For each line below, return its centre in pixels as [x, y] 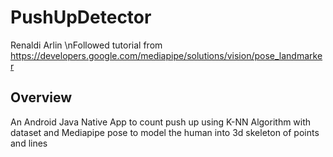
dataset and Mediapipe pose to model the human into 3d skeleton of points [165, 132]
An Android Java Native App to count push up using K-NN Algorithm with [161, 122]
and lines [29, 143]
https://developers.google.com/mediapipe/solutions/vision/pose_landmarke [166, 55]
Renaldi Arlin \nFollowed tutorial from [86, 45]
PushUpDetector [81, 17]
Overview [41, 97]
